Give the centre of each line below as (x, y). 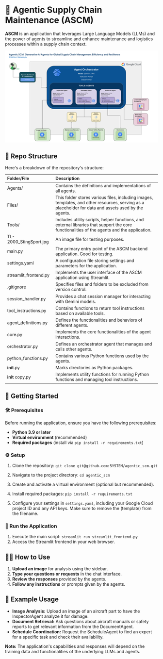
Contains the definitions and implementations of (103, 185)
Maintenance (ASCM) (49, 20)
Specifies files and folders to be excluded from (102, 284)
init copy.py (19, 377)
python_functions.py (27, 358)
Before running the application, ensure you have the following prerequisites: (81, 423)
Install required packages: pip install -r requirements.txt (72, 494)
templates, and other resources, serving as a (100, 202)
